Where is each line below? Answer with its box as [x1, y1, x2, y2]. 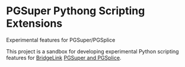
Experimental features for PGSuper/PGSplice [6, 36, 116, 43]
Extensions [6, 17, 63, 30]
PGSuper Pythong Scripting [6, 4, 145, 18]
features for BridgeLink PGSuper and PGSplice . [6, 54, 122, 61]
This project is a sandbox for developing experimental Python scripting [6, 47, 179, 55]
